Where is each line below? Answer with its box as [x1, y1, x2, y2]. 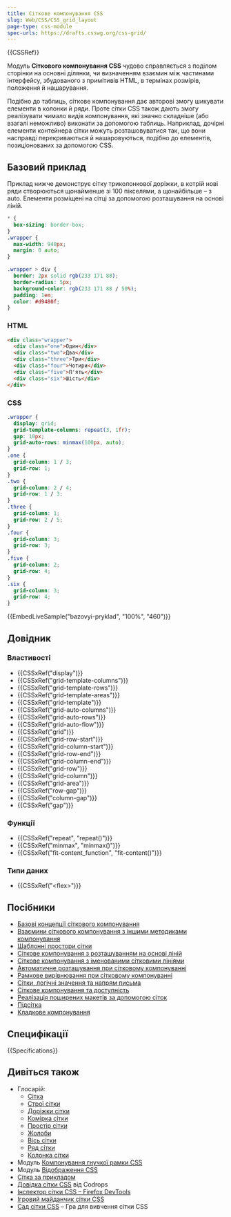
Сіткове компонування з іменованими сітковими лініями [17, 956, 185, 965]
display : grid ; [13, 419, 57, 427]
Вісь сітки [27, 1136, 57, 1144]
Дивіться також [7, 1066, 79, 1078]
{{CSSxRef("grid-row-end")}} [17, 749, 101, 757]
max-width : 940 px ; [13, 240, 67, 247]
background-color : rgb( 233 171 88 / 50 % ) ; [13, 285, 137, 292]
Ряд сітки [27, 1143, 55, 1151]
